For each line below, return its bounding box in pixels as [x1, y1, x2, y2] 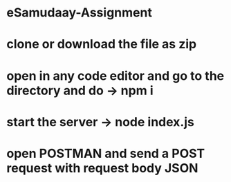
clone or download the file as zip [6, 37, 197, 52]
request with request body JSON [6, 160, 198, 176]
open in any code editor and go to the [6, 68, 225, 83]
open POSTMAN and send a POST [6, 145, 205, 161]
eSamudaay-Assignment [6, 5, 153, 21]
